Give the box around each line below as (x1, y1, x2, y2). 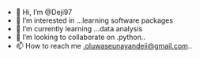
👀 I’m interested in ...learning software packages (15, 16, 174, 25)
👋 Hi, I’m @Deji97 (15, 8, 73, 16)
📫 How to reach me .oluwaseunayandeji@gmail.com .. (15, 42, 192, 50)
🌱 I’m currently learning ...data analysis (15, 24, 143, 33)
